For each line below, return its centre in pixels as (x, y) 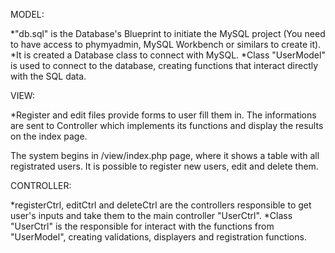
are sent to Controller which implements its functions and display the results (167, 125)
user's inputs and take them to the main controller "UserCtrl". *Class (151, 215)
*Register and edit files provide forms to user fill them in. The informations (163, 115)
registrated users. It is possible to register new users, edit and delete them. (164, 166)
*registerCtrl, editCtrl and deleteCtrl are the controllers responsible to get (161, 205)
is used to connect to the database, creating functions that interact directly (164, 65)
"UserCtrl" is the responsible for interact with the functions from (142, 226)
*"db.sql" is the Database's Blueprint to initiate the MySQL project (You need (168, 33)
